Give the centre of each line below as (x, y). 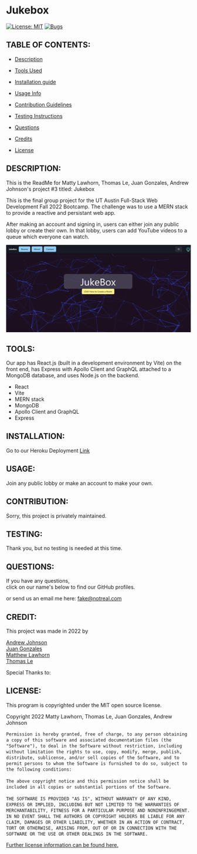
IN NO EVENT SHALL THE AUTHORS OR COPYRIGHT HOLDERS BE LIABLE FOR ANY (95, 816)
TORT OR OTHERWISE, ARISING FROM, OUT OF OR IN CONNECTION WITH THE (91, 828)
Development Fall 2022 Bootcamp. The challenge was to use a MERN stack (97, 207)
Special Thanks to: (28, 672)
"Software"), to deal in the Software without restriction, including (94, 746)
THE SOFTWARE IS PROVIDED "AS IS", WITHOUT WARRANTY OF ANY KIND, (89, 799)
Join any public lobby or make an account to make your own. (80, 483)
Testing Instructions (38, 116)
